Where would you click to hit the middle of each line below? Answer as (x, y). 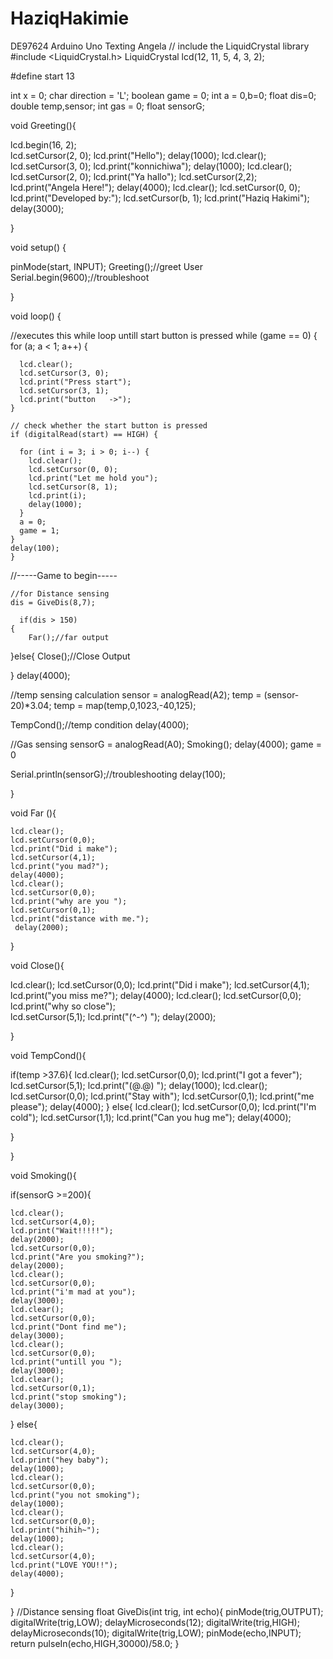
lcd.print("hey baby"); (60, 1460)
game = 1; (39, 530)
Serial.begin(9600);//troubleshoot (80, 277)
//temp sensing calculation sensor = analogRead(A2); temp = (136, 694)
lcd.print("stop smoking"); (69, 1397)
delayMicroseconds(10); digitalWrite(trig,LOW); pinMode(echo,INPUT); (156, 1633)
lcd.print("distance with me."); (80, 918)
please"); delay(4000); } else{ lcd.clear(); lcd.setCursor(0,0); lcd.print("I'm (163, 1106)
